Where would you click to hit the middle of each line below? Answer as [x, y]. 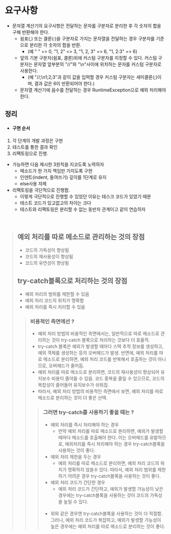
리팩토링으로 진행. [30, 153]
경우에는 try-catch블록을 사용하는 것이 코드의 [103, 495]
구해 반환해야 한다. [31, 32]
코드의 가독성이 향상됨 [47, 250]
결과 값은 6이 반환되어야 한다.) [65, 83]
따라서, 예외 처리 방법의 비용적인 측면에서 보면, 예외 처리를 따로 [100, 391]
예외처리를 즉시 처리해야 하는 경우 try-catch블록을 [115, 444]
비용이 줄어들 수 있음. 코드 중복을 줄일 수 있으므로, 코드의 [108, 378]
